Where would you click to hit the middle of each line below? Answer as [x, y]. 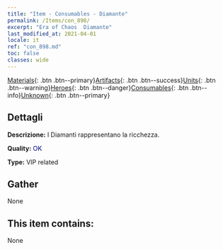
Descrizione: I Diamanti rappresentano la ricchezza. [84, 135]
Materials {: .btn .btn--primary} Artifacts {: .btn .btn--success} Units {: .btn [111, 80]
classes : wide [28, 60]
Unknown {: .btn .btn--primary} [65, 95]
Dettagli [25, 118]
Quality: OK [25, 148]
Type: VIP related [33, 162]
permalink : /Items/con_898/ [49, 21]
